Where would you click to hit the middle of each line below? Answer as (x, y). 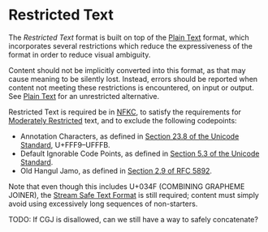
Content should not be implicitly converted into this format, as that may (127, 70)
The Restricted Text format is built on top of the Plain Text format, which (129, 37)
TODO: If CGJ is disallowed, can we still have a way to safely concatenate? (133, 219)
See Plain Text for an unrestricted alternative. (84, 96)
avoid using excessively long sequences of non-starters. (103, 204)
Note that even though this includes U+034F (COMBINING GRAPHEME (127, 186)
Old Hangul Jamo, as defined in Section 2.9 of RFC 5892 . (116, 170)
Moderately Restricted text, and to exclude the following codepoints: (123, 120)
